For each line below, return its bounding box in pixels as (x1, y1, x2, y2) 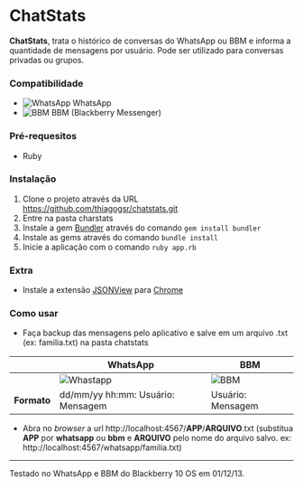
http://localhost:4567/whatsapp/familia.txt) (22, 442, 182, 453)
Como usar (9, 307, 59, 320)
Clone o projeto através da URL (22, 193, 140, 204)
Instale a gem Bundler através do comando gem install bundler (22, 222, 262, 233)
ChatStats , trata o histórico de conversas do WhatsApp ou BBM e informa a (9, 35, 291, 46)
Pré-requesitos (9, 130, 78, 143)
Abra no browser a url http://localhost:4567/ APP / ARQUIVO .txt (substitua (22, 423, 293, 434)
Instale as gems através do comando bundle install (22, 231, 219, 242)
